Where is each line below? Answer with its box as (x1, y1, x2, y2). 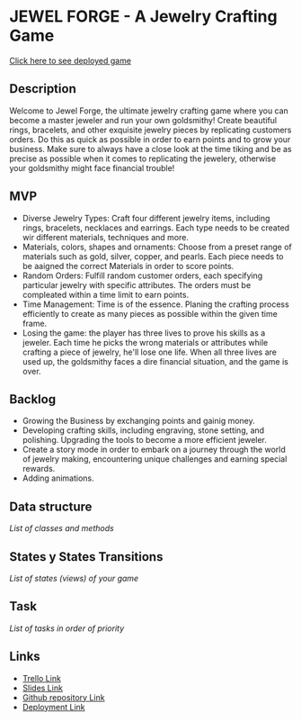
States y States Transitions (9, 549, 164, 564)
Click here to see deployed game (9, 55, 132, 66)
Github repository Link (22, 691, 105, 703)
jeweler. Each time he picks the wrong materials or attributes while (22, 337, 269, 347)
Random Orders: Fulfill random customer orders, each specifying (22, 270, 263, 281)
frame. (22, 318, 48, 329)
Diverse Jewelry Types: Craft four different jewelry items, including (22, 212, 270, 223)
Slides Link (22, 682, 63, 693)
